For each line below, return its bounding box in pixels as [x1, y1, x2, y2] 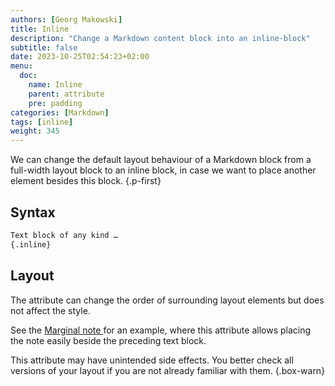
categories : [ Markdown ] [10, 107, 110, 118]
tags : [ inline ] [10, 117, 74, 127]
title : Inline [10, 24, 70, 34]
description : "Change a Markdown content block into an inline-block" [10, 33, 311, 43]
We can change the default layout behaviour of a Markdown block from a [10, 154, 312, 166]
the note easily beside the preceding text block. [10, 334, 207, 346]
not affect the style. [10, 304, 91, 316]
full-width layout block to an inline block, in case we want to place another [10, 164, 317, 176]
